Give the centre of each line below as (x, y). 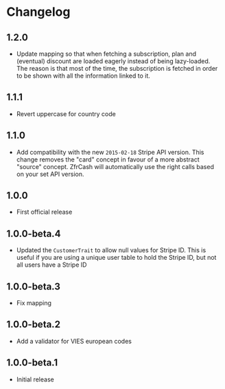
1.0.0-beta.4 (34, 233)
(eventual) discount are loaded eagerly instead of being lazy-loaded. (113, 61)
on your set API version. (50, 174)
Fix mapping (34, 303)
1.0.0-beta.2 (34, 325)
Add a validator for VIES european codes (74, 341)
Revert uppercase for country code (66, 113)
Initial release (35, 379)
